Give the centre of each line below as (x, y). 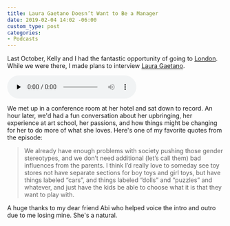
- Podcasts (23, 39)
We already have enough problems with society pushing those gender (124, 151)
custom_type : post (33, 26)
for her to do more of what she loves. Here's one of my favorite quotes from (115, 131)
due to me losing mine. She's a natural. (62, 215)
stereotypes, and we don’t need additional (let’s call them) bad (113, 158)
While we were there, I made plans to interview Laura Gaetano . (96, 66)
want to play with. (49, 195)
